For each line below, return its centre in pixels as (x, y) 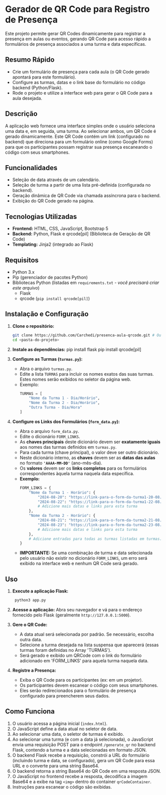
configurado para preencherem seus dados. (65, 696)
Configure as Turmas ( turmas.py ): (47, 359)
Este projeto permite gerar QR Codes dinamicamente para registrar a (75, 33)
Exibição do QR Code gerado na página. (53, 201)
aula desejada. (27, 98)
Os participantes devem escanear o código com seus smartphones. (89, 685)
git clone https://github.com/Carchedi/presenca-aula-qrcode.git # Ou (87, 335)
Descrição (21, 114)
